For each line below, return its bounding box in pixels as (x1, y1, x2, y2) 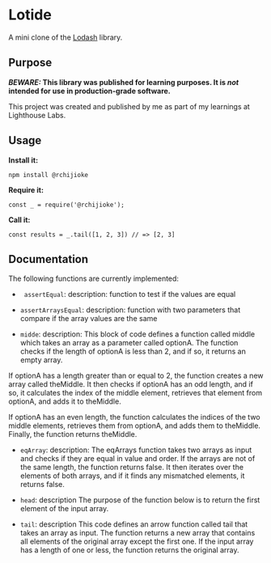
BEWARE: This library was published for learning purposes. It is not (8, 77, 239, 87)
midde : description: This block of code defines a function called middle (19, 329, 256, 339)
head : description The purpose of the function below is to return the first (19, 495, 260, 505)
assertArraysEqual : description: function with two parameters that (19, 305, 241, 315)
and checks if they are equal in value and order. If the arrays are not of (19, 454, 256, 464)
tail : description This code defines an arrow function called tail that (19, 519, 248, 529)
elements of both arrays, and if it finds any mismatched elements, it (19, 471, 245, 480)
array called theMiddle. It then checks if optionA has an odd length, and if (8, 379, 253, 389)
